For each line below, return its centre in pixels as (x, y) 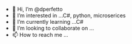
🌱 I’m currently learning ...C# (48, 22)
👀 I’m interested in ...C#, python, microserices (69, 15)
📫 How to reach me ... (40, 35)
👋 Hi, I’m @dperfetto (37, 9)
